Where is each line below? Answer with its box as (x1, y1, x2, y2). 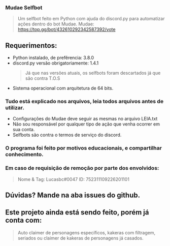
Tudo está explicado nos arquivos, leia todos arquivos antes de (5, 98, 164, 105)
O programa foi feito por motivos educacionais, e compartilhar (5, 144, 162, 151)
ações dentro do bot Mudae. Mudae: (17, 21, 94, 27)
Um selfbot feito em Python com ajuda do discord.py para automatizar (17, 16, 165, 22)
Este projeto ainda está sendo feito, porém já (5, 208, 149, 217)
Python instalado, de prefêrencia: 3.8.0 (12, 55, 94, 61)
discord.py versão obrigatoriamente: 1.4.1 (12, 60, 99, 66)
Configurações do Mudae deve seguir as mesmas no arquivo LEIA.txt (12, 116, 158, 122)
